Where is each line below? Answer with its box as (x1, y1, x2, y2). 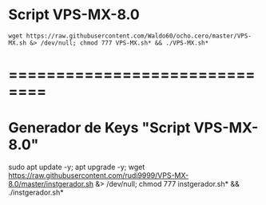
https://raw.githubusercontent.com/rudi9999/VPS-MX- (8, 171, 189, 180)
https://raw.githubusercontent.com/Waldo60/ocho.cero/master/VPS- (26, 32, 252, 40)
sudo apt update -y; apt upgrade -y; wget (8, 162, 145, 172)
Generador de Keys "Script (8, 119, 191, 137)
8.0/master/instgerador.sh (8, 179, 94, 189)
